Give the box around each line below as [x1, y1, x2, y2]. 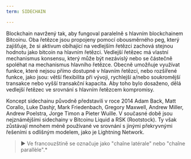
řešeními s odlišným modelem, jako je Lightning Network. [6, 128, 145, 136]
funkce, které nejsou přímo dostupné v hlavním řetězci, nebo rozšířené [6, 67, 177, 74]
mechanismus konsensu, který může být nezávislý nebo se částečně [6, 55, 173, 62]
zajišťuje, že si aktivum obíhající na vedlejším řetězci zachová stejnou [6, 42, 173, 49]
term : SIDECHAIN [6, 8, 46, 15]
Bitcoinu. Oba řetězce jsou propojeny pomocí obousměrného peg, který [6, 36, 180, 43]
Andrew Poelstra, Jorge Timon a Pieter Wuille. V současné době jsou [6, 110, 173, 117]
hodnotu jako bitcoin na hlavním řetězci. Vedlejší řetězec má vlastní [6, 48, 169, 56]
